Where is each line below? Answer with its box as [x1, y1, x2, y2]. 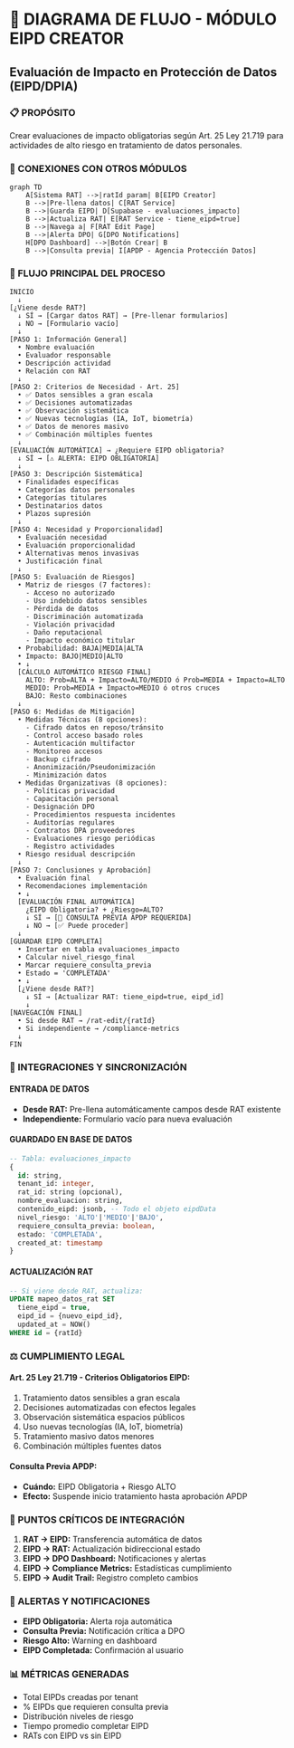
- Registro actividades [25, 842, 116, 851]
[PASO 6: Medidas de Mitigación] [9, 707, 136, 717]
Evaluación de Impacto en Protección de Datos [9, 64, 278, 80]
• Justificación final [17, 557, 103, 566]
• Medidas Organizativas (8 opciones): [17, 778, 168, 788]
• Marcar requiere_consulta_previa [17, 960, 152, 970]
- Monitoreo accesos [25, 747, 103, 756]
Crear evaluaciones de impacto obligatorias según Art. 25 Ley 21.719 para [9, 129, 284, 140]
